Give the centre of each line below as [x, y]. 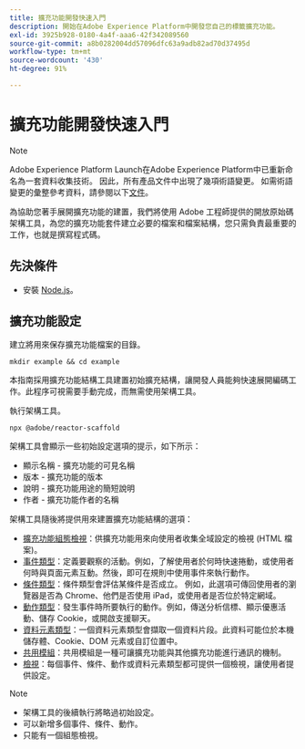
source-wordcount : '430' [56, 60]
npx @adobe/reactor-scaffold [65, 428]
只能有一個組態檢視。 [62, 735]
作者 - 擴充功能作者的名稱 [71, 500]
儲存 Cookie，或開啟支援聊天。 [97, 619]
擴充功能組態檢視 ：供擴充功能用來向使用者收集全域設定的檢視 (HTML [152, 538]
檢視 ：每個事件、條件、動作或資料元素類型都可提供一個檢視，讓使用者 [154, 664]
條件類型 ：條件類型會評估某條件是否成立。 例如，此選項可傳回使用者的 [155, 584]
